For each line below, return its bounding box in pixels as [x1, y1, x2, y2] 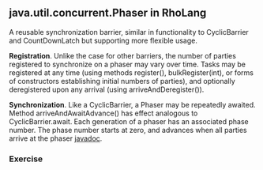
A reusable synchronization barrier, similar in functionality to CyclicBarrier [9, 27, 250, 36]
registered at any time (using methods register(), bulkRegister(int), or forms [9, 67, 254, 77]
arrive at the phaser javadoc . [9, 134, 103, 143]
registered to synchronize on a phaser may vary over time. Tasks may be [9, 59, 246, 69]
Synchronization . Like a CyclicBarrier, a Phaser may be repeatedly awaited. [9, 100, 256, 109]
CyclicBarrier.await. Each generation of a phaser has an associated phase [9, 116, 249, 126]
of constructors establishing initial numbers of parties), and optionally [9, 76, 235, 85]
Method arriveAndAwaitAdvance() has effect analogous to [9, 108, 198, 118]
